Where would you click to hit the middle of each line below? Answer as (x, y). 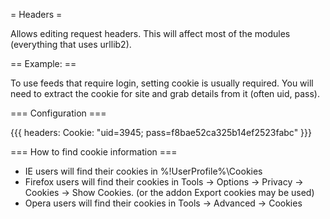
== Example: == (43, 63)
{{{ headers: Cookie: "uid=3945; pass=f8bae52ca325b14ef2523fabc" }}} (161, 132)
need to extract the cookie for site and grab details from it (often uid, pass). (165, 93)
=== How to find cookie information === (94, 152)
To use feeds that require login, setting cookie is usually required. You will (162, 83)
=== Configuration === (58, 113)
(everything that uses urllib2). (71, 44)
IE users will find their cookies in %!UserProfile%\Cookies (143, 171)
